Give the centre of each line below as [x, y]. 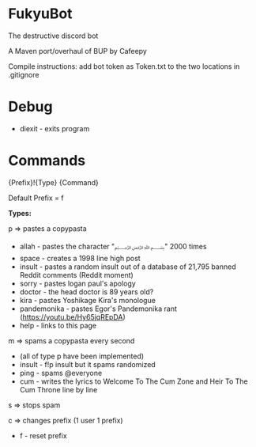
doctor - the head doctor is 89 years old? [87, 292]
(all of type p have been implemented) [82, 356]
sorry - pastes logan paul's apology [77, 283]
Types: [20, 213]
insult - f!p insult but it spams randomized [87, 364]
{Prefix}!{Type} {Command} [53, 182]
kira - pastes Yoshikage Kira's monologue [88, 300]
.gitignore [24, 74]
